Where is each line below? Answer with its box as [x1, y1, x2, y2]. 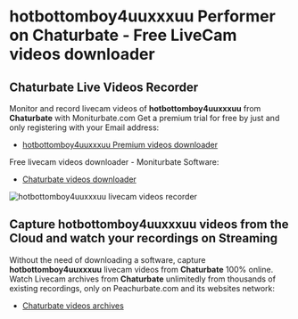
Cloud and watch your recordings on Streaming [9, 231, 278, 246]
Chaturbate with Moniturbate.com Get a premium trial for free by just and [9, 113, 280, 123]
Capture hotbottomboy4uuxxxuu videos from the [9, 217, 289, 233]
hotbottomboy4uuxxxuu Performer [9, 6, 277, 27]
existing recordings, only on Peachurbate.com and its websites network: [9, 282, 275, 293]
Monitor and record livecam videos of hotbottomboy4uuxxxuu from [9, 103, 261, 113]
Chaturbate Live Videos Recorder [9, 79, 199, 94]
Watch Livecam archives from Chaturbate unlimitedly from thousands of [9, 274, 277, 284]
